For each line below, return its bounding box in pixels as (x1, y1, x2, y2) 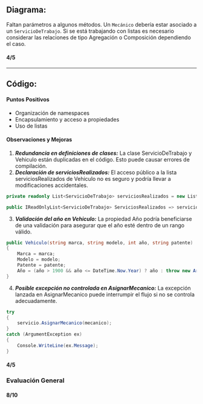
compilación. (14, 162, 47, 169)
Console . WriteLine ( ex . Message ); (17, 342, 98, 348)
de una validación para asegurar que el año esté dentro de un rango (14, 221, 185, 229)
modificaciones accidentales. (14, 181, 89, 189)
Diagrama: (6, 5, 47, 15)
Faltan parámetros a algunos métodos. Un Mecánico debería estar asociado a (6, 21, 197, 28)
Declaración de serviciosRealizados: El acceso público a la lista (14, 169, 177, 176)
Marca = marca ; (17, 251, 56, 257)
